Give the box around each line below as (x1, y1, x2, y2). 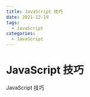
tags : (6, 20, 20, 25)
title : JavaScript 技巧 (6, 8, 63, 15)
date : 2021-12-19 (6, 14, 49, 20)
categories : (6, 31, 36, 37)
